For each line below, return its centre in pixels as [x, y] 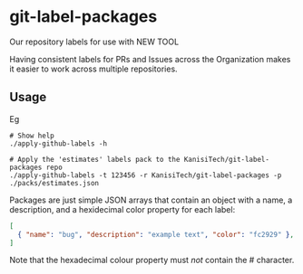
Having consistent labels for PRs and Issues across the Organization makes [150, 59]
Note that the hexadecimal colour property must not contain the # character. [152, 260]
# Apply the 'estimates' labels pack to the [95, 159]
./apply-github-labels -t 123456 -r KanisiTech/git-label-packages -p [146, 175]
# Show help [32, 136]
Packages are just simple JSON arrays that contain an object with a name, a [151, 200]
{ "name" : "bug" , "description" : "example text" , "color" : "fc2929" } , [156, 234]
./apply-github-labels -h [58, 143]
